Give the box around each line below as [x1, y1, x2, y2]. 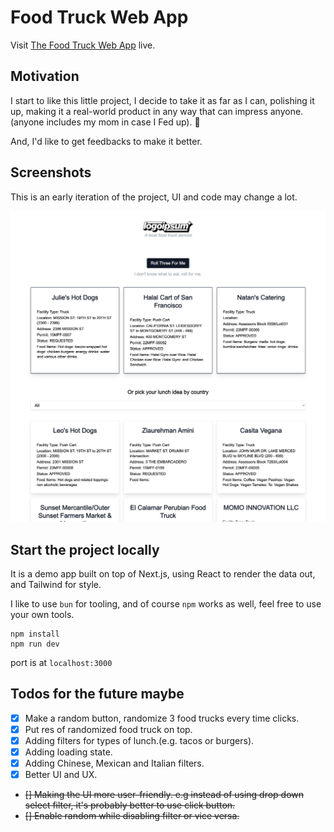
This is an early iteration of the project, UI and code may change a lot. [10, 191, 298, 203]
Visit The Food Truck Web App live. [10, 39, 156, 51]
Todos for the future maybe [10, 686, 185, 703]
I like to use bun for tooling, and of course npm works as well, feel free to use [10, 597, 322, 610]
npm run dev [10, 639, 60, 649]
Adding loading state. [24, 746, 113, 758]
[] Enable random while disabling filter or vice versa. [24, 810, 240, 822]
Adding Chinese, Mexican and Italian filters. [24, 757, 205, 770]
